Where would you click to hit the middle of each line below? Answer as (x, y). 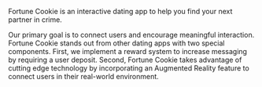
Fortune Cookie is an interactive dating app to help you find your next (120, 11)
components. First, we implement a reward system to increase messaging (128, 51)
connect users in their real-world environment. (83, 76)
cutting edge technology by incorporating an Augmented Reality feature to (129, 68)
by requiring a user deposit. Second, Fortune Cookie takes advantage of (125, 60)
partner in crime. (35, 20)
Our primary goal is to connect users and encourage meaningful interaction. (131, 35)
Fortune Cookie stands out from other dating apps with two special (116, 43)
